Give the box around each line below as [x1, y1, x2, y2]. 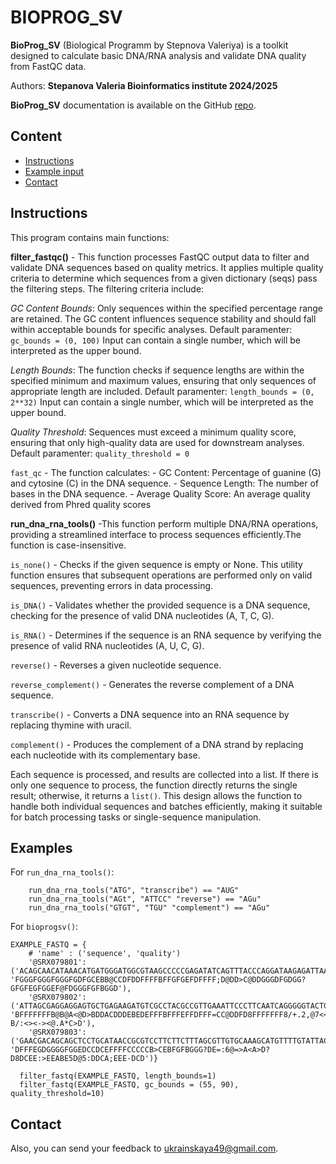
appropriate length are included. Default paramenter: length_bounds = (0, [10, 385, 315, 397]
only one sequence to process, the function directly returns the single [10, 779, 298, 791]
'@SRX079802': [28, 992, 87, 1003]
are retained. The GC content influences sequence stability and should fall [10, 312, 317, 325]
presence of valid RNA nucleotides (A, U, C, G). [10, 639, 205, 651]
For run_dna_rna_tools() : [10, 866, 115, 878]
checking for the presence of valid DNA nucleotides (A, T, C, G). [10, 609, 275, 621]
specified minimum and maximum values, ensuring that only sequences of [10, 374, 317, 386]
